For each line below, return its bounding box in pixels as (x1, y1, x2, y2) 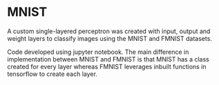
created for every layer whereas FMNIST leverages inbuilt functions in (7, 62, 207, 70)
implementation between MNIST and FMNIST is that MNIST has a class (7, 55, 209, 63)
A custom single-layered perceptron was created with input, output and (7, 27, 211, 35)
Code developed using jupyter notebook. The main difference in (7, 48, 189, 56)
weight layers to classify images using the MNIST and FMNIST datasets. (7, 34, 213, 42)
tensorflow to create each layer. (7, 70, 98, 78)
